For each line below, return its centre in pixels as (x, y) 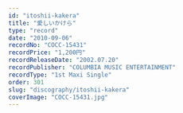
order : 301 (26, 82)
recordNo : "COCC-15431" (48, 45)
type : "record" (33, 30)
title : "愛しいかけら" (42, 23)
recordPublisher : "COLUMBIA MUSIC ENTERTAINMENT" (92, 68)
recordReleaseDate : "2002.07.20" (64, 60)
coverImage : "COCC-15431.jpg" (58, 97)
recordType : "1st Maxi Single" (60, 75)
